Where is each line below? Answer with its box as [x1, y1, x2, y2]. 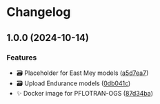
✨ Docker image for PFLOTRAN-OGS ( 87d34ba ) [16, 89, 153, 97]
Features [6, 53, 37, 62]
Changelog [6, 4, 71, 20]
